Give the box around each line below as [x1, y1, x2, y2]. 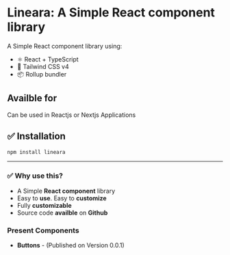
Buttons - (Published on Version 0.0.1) [16, 241, 125, 250]
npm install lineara [7, 148, 66, 155]
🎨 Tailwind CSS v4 [16, 62, 70, 70]
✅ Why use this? [7, 171, 64, 180]
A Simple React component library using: [7, 42, 123, 50]
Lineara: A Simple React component [7, 5, 216, 21]
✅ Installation [7, 131, 66, 142]
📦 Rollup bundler [16, 70, 67, 78]
